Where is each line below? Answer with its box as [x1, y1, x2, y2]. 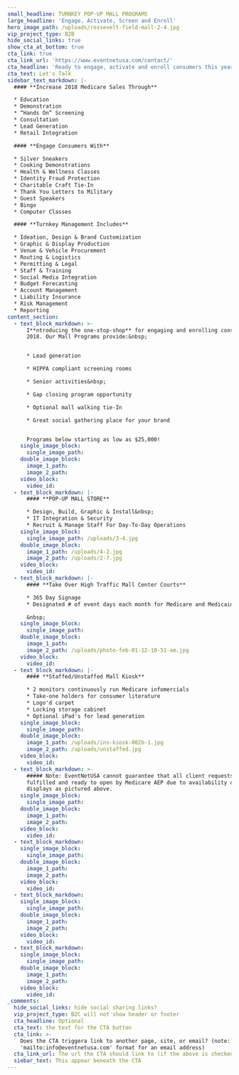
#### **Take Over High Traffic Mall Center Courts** [26, 581, 186, 588]
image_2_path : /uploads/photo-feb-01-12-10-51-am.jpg [26, 647, 190, 654]
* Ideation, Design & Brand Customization [14, 234, 142, 241]
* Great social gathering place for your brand [26, 416, 171, 424]
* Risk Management [14, 300, 69, 307]
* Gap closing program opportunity [26, 391, 132, 398]
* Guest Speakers [14, 195, 65, 202]
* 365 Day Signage [26, 594, 81, 601]
